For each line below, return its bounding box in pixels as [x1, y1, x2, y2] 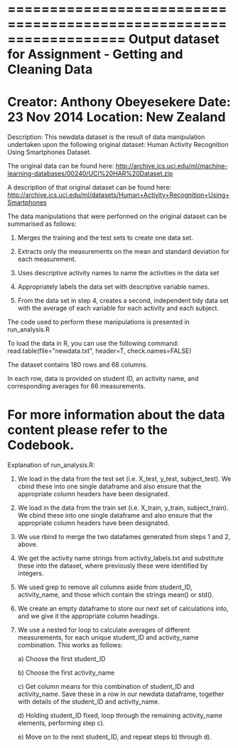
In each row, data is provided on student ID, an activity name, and [7, 374, 199, 383]
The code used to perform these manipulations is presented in [7, 318, 190, 327]
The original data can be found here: [7, 162, 114, 170]
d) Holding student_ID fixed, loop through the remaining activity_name [17, 711, 222, 720]
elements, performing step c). [17, 719, 105, 727]
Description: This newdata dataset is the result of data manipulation [7, 133, 205, 141]
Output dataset [128, 31, 220, 47]
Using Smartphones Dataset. [7, 148, 92, 157]
